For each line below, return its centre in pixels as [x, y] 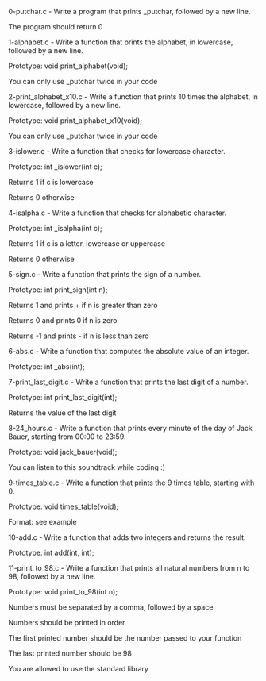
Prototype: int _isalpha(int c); [55, 228]
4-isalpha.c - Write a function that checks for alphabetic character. [118, 213]
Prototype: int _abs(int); [46, 367]
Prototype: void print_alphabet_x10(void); [75, 121]
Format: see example [42, 522]
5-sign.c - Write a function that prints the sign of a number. [104, 274]
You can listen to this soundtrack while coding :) [87, 467]
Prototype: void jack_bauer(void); [63, 452]
